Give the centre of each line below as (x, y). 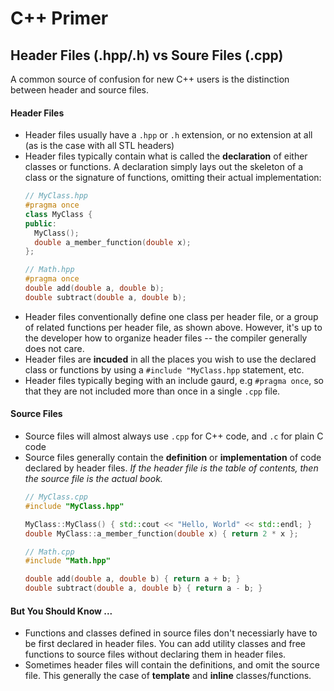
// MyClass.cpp (56, 497)
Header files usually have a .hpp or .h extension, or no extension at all (168, 135)
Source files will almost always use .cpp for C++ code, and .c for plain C (174, 436)
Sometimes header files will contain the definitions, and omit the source (172, 665)
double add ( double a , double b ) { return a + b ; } (132, 579)
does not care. (54, 348)
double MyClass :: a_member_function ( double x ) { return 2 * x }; (161, 533)
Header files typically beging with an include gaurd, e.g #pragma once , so (174, 380)
